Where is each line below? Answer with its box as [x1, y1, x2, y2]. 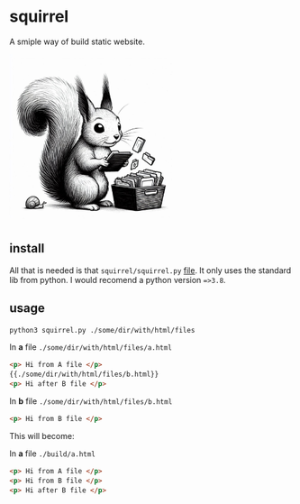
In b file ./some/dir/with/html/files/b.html [9, 396, 173, 407]
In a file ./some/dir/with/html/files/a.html [9, 342, 173, 353]
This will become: [9, 430, 75, 441]
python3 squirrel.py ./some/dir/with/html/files [9, 325, 195, 334]
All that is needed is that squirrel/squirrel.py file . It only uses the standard [9, 264, 292, 276]
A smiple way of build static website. [9, 36, 146, 47]
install [9, 241, 45, 256]
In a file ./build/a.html [9, 448, 96, 459]
